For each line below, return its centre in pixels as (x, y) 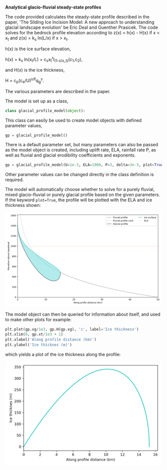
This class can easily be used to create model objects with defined (73, 120)
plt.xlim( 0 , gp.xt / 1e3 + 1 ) (34, 334)
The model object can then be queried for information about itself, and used (83, 314)
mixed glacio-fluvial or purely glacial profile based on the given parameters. (83, 195)
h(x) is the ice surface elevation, (38, 49)
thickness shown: (23, 205)
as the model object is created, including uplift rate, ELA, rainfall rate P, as (81, 150)
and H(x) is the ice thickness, (35, 70)
